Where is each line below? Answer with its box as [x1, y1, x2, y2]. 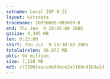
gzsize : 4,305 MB [6, 31, 49, 37]
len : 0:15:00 [6, 36, 38, 42]
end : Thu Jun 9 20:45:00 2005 [6, 25, 83, 31]
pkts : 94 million [6, 53, 49, 59]
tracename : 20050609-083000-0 [6, 20, 81, 26]
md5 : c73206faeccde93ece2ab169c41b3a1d [6, 64, 105, 70]
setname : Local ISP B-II [6, 8, 67, 15]
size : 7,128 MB [6, 58, 44, 64]
